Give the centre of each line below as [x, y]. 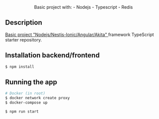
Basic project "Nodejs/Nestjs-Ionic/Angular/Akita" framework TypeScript [79, 35]
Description [24, 22]
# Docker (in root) [25, 93]
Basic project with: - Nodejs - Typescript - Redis [83, 7]
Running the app [31, 82]
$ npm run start [22, 111]
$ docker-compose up [27, 103]
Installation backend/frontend [52, 56]
